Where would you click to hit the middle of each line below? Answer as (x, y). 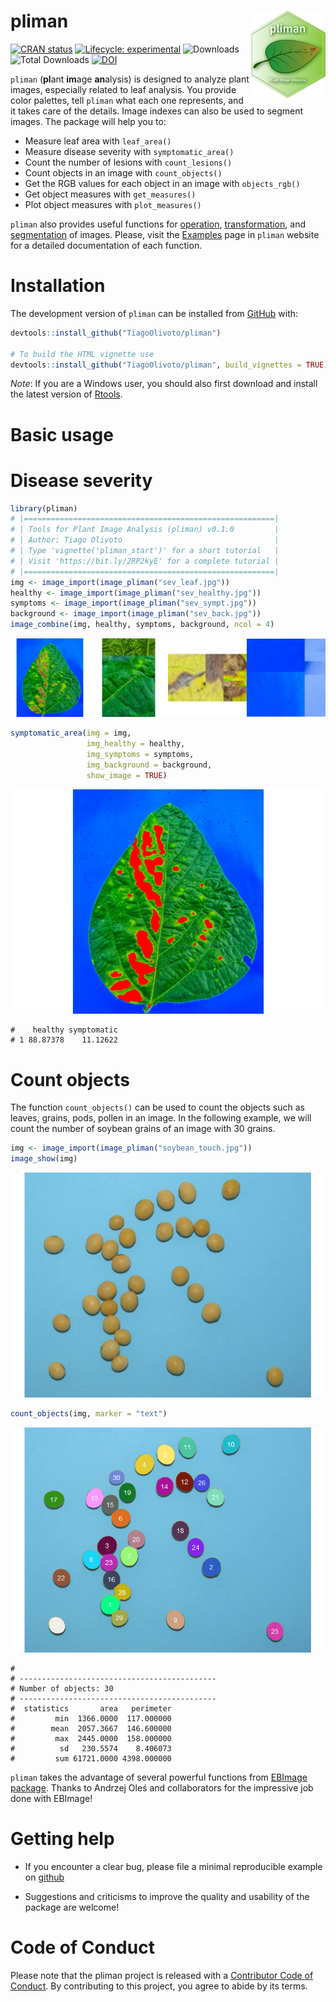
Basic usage (62, 434)
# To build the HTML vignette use (82, 354)
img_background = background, (149, 765)
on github (44, 1877)
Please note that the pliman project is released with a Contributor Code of (162, 1975)
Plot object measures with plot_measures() (113, 204)
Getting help (62, 1839)
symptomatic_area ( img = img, (71, 733)
